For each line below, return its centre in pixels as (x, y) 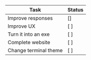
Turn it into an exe (29, 34)
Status (75, 10)
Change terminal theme (35, 50)
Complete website (29, 42)
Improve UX (22, 26)
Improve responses (30, 18)
